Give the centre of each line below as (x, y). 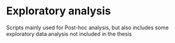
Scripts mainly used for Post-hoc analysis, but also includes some (87, 27)
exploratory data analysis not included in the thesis (69, 33)
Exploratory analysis (59, 11)
